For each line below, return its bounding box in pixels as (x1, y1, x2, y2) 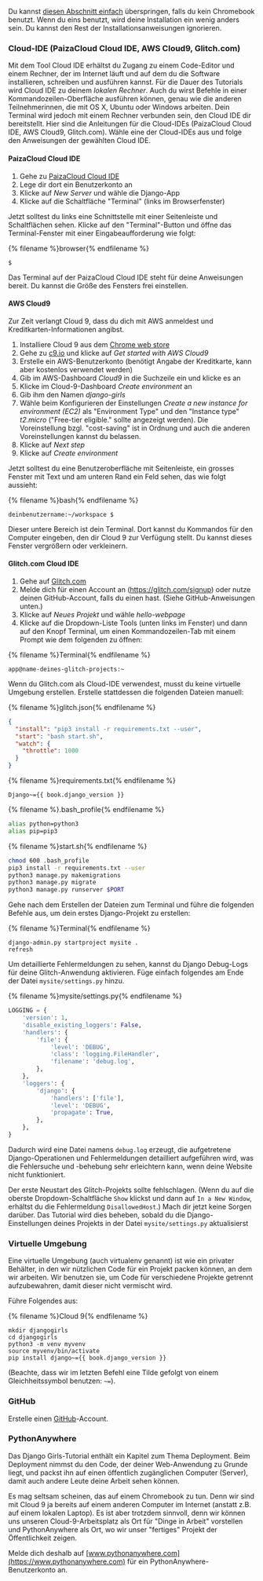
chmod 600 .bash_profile (8, 856, 89, 865)
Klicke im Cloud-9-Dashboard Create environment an (19, 381, 192, 391)
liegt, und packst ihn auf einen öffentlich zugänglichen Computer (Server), (8, 1468, 249, 1477)
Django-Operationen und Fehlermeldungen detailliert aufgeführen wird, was (8, 1153, 254, 1162)
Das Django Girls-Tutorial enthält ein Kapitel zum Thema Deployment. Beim (8, 1451, 250, 1460)
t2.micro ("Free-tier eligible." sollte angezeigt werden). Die (19, 415, 209, 424)
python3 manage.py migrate (8, 879, 97, 887)
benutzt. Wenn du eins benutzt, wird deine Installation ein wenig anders (8, 15, 239, 24)
